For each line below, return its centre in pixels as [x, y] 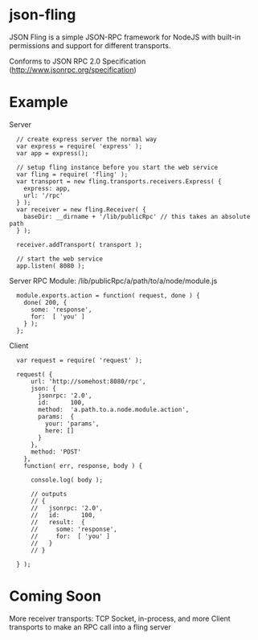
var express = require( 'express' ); [80, 146]
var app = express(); [53, 153]
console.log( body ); [67, 480]
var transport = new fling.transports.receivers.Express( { [119, 181]
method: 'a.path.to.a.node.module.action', [114, 409]
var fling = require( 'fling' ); [72, 174]
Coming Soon [55, 596]
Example [39, 103]
